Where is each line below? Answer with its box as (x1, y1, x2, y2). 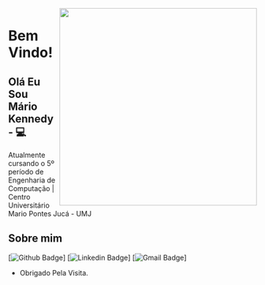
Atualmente (8, 150, 46, 159)
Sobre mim (8, 232, 63, 246)
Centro (8, 193, 31, 201)
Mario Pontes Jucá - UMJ (8, 209, 92, 218)
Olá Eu (8, 75, 41, 88)
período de (8, 167, 44, 176)
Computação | (8, 184, 55, 193)
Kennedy (8, 112, 54, 126)
